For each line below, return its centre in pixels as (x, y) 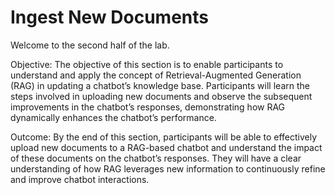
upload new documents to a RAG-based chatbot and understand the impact (166, 147)
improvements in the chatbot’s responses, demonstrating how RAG (148, 107)
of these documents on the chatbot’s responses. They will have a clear (156, 158)
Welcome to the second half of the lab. (90, 45)
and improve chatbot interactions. (80, 179)
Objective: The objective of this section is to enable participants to (147, 64)
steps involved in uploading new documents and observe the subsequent (161, 96)
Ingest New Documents (109, 17)
